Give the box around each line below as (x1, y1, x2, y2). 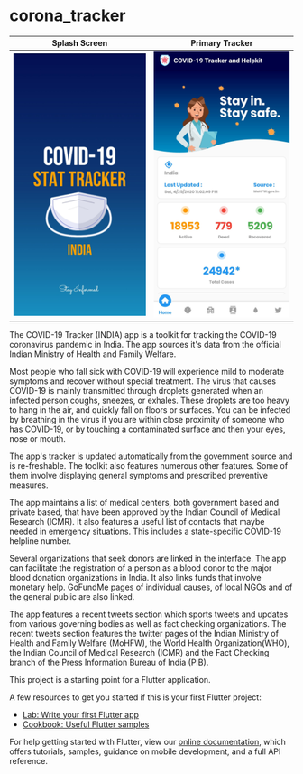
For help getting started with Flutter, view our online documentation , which (9, 736, 287, 747)
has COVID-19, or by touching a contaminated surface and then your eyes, (9, 424, 286, 434)
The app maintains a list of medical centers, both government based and (9, 497, 280, 508)
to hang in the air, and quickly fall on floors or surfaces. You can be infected (9, 404, 291, 415)
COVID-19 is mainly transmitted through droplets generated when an (9, 385, 264, 396)
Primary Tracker (190, 38, 253, 49)
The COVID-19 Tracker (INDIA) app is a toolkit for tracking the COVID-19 (9, 329, 277, 340)
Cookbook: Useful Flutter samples (22, 719, 150, 730)
